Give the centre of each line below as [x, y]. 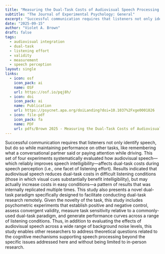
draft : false [18, 32]
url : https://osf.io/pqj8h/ [42, 92]
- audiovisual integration [37, 42]
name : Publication [33, 106]
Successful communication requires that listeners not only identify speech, [81, 143]
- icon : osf [22, 78]
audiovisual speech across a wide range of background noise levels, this [79, 226]
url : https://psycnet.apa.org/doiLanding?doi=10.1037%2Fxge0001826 [84, 111]
